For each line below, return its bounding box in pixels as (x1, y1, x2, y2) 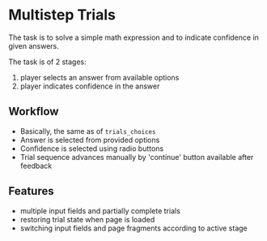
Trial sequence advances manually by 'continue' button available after (19, 152, 254, 161)
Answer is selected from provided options (19, 135, 160, 144)
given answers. (8, 41, 59, 50)
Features (8, 184, 54, 198)
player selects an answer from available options (19, 72, 180, 82)
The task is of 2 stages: (8, 57, 87, 67)
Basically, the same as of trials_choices (19, 126, 156, 136)
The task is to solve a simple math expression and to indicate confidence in (8, 32, 259, 42)
